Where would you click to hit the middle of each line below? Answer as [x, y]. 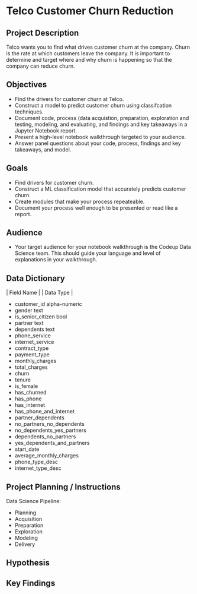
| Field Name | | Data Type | [40, 293]
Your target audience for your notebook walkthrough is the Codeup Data [103, 247]
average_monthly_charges [46, 456]
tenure [23, 380]
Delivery [25, 544]
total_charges [31, 367]
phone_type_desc [36, 462]
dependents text [35, 329]
